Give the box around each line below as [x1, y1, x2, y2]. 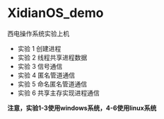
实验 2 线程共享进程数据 [17, 53, 88, 62]
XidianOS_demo [7, 5, 104, 21]
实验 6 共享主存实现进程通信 [17, 89, 100, 97]
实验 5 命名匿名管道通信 [17, 79, 87, 88]
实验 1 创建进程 [17, 44, 61, 52]
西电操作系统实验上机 [7, 29, 69, 38]
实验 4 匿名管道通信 [17, 71, 76, 79]
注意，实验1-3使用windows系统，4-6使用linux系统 [7, 103, 157, 112]
